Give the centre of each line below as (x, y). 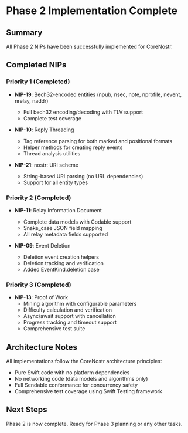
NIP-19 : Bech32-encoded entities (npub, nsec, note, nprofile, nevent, (98, 94)
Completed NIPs (36, 65)
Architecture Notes (42, 347)
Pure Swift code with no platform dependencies (72, 373)
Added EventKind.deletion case (61, 269)
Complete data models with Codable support (77, 222)
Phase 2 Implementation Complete (92, 11)
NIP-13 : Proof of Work (41, 297)
